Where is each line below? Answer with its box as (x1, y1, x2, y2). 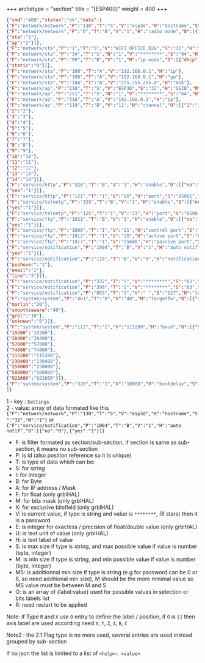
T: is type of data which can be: (15, 458, 95, 465)
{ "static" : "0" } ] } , (6, 62, 53, 69)
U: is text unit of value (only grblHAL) (15, 529, 109, 537)
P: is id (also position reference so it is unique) (15, 451, 132, 459)
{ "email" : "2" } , (6, 267, 45, 273)
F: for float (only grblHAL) (15, 491, 80, 498)
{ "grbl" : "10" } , (6, 313, 45, 319)
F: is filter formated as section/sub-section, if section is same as (15, 439, 177, 446)
